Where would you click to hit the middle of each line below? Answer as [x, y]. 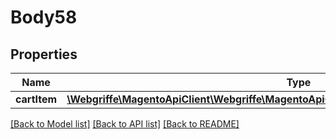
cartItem [36, 99]
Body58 [44, 17]
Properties [44, 54]
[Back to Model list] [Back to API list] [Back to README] [125, 124]
